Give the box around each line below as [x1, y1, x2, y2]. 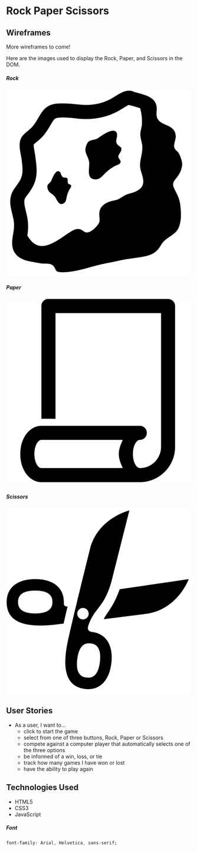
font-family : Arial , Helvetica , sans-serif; [6, 840, 117, 846]
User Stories [6, 706, 53, 716]
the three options [23, 746, 65, 753]
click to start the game [23, 727, 78, 735]
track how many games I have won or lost [23, 759, 125, 766]
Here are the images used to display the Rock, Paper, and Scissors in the [6, 55, 183, 61]
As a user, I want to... [14, 722, 66, 729]
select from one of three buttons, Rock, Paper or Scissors [23, 734, 163, 741]
